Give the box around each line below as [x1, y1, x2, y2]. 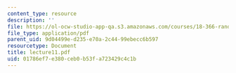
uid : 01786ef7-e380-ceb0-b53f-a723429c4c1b [7, 56, 137, 63]
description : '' [7, 17, 55, 24]
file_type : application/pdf [7, 29, 90, 37]
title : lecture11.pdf [7, 49, 71, 56]
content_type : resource [7, 10, 77, 17]
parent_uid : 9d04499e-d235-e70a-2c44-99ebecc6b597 [7, 36, 159, 43]
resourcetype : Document [7, 42, 77, 49]
